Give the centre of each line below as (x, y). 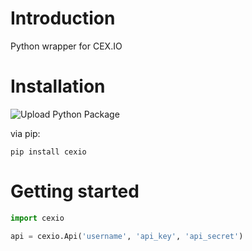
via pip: (25, 133)
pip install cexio (48, 152)
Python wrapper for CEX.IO (66, 46)
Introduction (63, 18)
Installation (58, 86)
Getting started (75, 191)
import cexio (37, 218)
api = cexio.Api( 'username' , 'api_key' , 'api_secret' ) (127, 236)
